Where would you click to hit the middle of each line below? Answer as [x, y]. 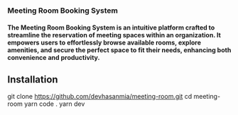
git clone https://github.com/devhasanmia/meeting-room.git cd [100, 97]
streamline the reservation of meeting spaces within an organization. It [114, 35]
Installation [33, 79]
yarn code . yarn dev [55, 104]
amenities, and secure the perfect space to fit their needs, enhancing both [119, 50]
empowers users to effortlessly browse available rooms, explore [104, 42]
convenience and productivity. [54, 57]
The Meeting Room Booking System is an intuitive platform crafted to [111, 28]
